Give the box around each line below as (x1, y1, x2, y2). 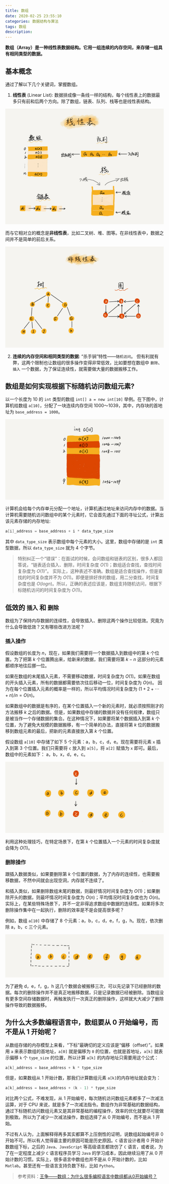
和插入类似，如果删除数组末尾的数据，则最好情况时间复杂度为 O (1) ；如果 (5, 888, 156, 894)
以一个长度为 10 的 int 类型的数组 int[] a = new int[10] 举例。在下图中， (5, 396, 159, 403)
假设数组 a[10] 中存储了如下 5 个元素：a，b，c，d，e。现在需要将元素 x (5, 739, 155, 745)
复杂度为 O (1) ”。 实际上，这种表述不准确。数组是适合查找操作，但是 (17, 568, 158, 574)
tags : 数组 (5, 24, 27, 29)
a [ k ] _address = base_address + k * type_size (5, 1065, 102, 1070)
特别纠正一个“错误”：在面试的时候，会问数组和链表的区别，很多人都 (17, 556, 158, 562)
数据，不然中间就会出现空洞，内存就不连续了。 (9, 877, 107, 883)
